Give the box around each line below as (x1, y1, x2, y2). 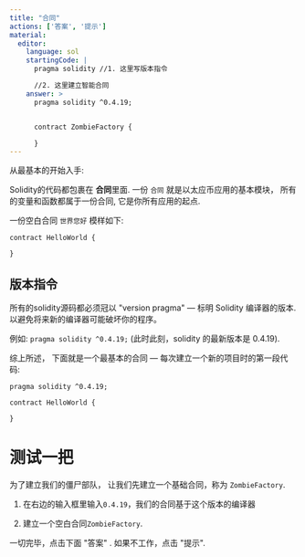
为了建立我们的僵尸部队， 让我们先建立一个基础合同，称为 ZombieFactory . (9, 479, 286, 489)
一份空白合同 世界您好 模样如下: (9, 215, 124, 226)
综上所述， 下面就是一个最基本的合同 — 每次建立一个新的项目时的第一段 (9, 352, 280, 363)
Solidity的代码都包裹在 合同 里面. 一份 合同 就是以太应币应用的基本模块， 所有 (9, 184, 297, 195)
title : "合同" (9, 13, 61, 23)
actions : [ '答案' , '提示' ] (9, 22, 107, 31)
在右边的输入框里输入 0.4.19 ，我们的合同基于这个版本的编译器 (22, 499, 256, 510)
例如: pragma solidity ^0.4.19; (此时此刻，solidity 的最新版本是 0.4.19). (9, 333, 280, 344)
